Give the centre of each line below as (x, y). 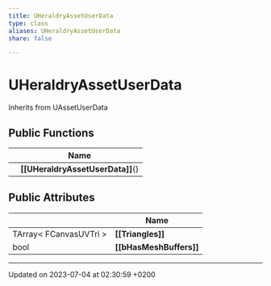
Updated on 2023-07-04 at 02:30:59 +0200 (82, 274)
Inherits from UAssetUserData (58, 108)
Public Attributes (52, 198)
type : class (28, 23)
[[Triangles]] (140, 234)
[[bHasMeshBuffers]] (157, 247)
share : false (30, 38)
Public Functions (51, 133)
